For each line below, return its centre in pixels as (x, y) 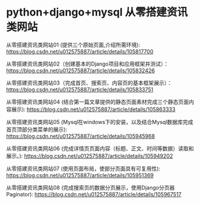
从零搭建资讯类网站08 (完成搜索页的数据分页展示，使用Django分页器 (90, 187)
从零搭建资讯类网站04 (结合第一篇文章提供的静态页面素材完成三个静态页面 (98, 101)
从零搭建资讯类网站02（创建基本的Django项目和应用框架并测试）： (87, 64)
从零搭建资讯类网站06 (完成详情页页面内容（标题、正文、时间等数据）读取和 (100, 148)
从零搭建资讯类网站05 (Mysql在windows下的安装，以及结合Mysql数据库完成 (100, 122)
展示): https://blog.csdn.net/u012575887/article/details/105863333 (93, 109)
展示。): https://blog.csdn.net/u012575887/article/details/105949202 (90, 156)
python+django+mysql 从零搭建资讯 (97, 12)
